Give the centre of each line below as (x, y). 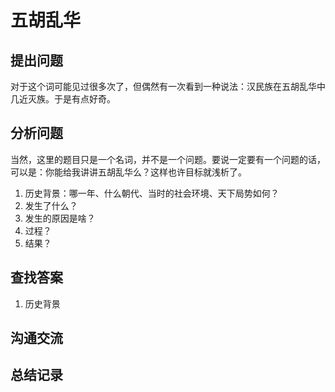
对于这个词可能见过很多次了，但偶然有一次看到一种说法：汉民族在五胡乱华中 (168, 86)
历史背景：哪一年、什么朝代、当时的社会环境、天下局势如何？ (152, 193)
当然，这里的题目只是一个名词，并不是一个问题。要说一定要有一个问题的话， (168, 159)
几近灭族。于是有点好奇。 (63, 99)
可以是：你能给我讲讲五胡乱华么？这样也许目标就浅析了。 (128, 172)
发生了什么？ (51, 205)
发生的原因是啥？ (60, 218)
